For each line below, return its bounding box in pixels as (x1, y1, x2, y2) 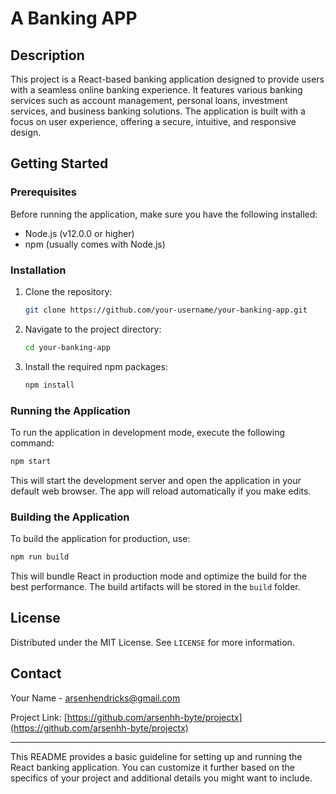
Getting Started (10, 155, 109, 172)
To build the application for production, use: (10, 533, 191, 545)
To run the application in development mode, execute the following (10, 426, 286, 438)
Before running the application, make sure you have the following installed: (10, 208, 318, 220)
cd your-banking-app (24, 342, 111, 352)
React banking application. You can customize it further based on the (10, 761, 295, 773)
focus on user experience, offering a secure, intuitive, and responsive (10, 116, 297, 127)
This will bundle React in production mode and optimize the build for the (10, 570, 307, 582)
